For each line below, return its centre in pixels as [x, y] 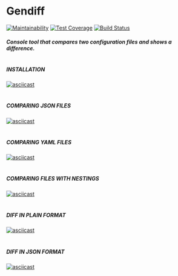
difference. [21, 48]
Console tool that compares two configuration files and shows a [89, 42]
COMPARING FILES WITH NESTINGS [53, 179]
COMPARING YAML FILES [39, 142]
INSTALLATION [26, 69]
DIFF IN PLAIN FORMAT [36, 215]
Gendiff [26, 11]
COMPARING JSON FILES [39, 106]
